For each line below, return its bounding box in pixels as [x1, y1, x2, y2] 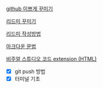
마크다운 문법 [6, 43, 36, 50]
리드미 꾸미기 [6, 18, 36, 25]
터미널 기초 [14, 76, 41, 83]
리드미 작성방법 [6, 30, 41, 37]
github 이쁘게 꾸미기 [6, 5, 53, 12]
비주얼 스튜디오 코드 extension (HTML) [6, 56, 97, 62]
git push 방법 [14, 68, 46, 75]
